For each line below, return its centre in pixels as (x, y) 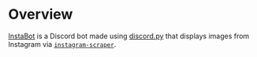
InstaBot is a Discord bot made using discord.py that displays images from (129, 36)
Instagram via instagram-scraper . (62, 44)
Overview (41, 14)
